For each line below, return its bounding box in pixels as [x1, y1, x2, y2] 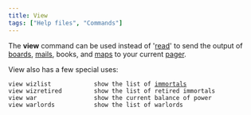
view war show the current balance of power [8, 94, 213, 102]
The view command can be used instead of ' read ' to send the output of [8, 40, 243, 50]
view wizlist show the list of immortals [8, 80, 187, 88]
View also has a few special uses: [8, 64, 119, 74]
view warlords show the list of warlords [8, 101, 183, 109]
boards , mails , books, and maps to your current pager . [8, 49, 187, 59]
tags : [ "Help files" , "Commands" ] [8, 19, 124, 27]
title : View [8, 11, 48, 20]
